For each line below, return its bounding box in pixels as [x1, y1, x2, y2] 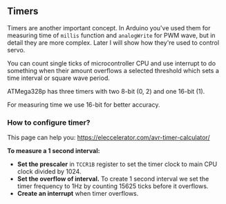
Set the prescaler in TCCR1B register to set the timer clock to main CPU [17, 160, 218, 168]
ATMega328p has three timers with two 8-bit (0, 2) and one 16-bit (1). [7, 87, 205, 95]
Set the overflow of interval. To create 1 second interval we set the [17, 175, 209, 183]
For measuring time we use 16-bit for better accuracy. [7, 100, 160, 109]
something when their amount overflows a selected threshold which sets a [7, 66, 219, 74]
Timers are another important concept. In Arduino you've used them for [7, 23, 211, 32]
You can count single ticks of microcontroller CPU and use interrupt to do [7, 59, 216, 68]
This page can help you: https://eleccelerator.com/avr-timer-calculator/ [7, 134, 210, 142]
